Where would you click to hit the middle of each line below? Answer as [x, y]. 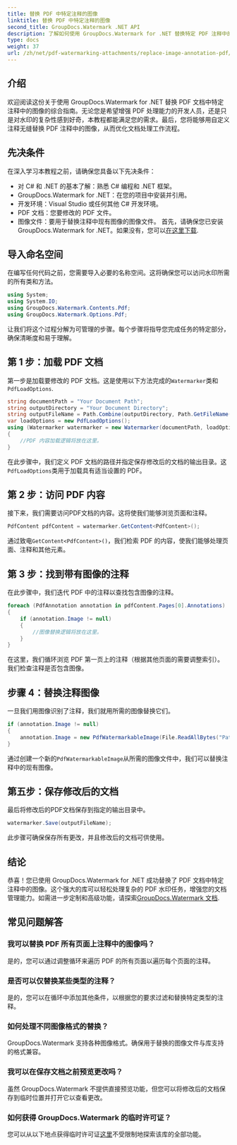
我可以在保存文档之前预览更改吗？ [65, 1072]
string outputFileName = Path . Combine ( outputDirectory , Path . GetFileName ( [120, 414]
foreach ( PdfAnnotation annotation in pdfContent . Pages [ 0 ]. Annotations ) [116, 606]
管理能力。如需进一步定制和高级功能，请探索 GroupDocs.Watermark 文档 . [114, 898]
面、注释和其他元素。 [38, 550]
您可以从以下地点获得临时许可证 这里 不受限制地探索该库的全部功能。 [106, 1134]
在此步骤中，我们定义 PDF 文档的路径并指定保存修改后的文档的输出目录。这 [117, 461]
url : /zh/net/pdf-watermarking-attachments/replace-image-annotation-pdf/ [120, 54]
